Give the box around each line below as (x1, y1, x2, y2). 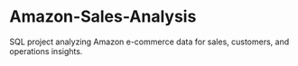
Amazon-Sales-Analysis (9, 6, 197, 27)
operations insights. (9, 45, 83, 56)
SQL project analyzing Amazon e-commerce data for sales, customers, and (9, 36, 290, 47)
